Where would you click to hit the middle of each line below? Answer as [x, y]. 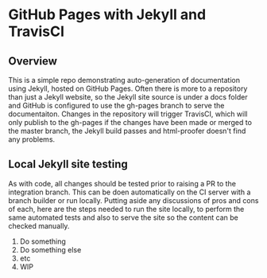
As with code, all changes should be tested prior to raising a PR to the [122, 183]
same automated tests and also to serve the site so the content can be [123, 217]
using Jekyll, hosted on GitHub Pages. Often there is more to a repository [128, 88]
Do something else [50, 249]
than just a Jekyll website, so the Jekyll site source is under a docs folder [128, 97]
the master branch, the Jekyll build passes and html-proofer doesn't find [127, 131]
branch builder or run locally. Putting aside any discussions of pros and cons [133, 200]
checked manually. [39, 225]
